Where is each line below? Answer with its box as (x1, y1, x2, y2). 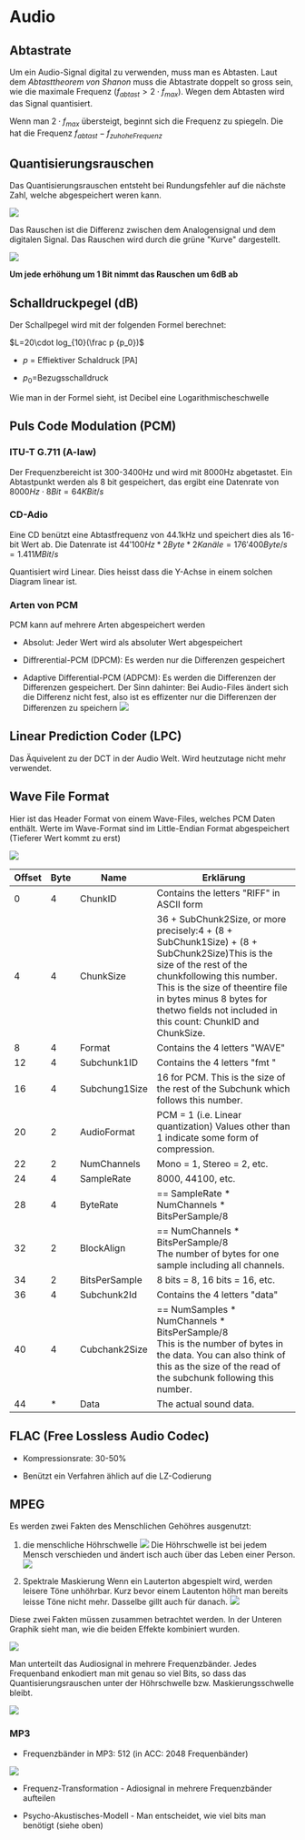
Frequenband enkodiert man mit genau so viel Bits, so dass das (9, 1668, 247, 1679)
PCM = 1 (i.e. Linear (156, 1108, 242, 1121)
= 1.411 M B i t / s (9, 548, 59, 559)
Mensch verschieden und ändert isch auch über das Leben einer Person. (22, 1550, 296, 1560)
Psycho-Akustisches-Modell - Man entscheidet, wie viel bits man (22, 1810, 266, 1821)
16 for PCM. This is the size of (156, 1071, 286, 1083)
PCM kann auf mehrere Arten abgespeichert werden (9, 619, 206, 630)
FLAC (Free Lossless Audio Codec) (9, 1428, 211, 1444)
